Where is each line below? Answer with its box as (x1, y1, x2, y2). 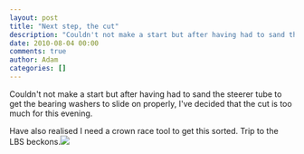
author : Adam (9, 55, 59, 64)
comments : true (9, 47, 67, 56)
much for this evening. (9, 108, 93, 119)
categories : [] (9, 64, 67, 73)
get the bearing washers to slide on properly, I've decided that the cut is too (9, 98, 292, 109)
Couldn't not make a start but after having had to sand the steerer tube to (9, 88, 282, 100)
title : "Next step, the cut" (9, 22, 119, 31)
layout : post (9, 13, 59, 23)
